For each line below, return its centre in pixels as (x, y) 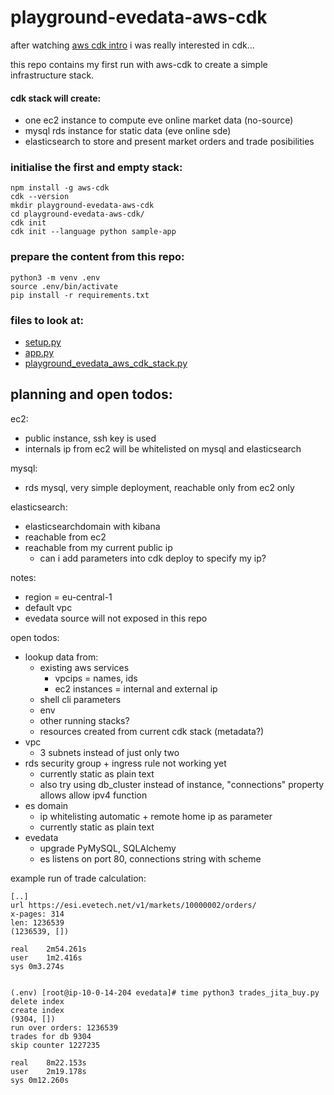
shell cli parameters (80, 699)
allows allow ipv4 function (93, 795)
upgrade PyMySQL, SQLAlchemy (108, 848)
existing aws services (84, 667)
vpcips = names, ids (96, 678)
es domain (46, 805)
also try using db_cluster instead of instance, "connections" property (182, 784)
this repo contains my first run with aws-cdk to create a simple (139, 64)
